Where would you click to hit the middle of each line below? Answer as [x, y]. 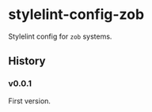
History [27, 61]
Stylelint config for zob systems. [60, 36]
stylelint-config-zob [76, 15]
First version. [30, 101]
